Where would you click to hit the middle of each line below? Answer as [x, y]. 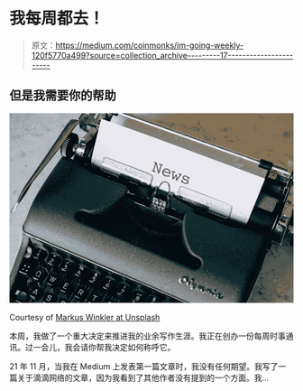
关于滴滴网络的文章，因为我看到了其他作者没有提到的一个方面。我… [143, 377]
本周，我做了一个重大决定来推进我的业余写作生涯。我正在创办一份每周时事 [147, 336]
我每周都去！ [57, 19]
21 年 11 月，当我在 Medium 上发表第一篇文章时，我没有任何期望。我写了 [144, 366]
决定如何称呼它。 [143, 347]
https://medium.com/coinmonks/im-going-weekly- [150, 45]
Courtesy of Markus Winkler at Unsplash [85, 317]
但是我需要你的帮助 [63, 96]
